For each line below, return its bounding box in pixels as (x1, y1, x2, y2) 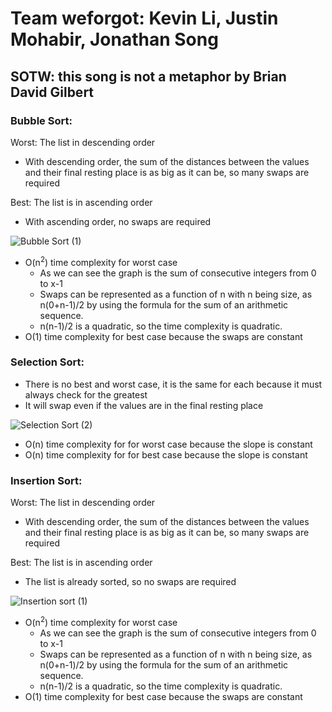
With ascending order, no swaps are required (24, 215, 212, 227)
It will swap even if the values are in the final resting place (24, 399, 264, 411)
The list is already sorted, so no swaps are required (24, 576, 237, 588)
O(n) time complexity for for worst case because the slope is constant (24, 438, 313, 450)
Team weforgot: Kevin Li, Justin (10, 7, 279, 30)
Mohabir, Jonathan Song (10, 28, 219, 51)
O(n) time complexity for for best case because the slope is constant (24, 448, 308, 461)
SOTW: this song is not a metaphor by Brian (10, 68, 287, 85)
